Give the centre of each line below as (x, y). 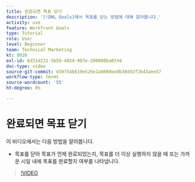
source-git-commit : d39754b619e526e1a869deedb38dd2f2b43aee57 (84, 72)
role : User (19, 39)
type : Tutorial (25, 33)
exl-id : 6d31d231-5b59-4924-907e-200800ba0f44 (64, 60)
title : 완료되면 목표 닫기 (34, 11)
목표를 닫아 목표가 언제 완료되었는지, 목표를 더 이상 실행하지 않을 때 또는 (97, 154)
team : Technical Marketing (39, 50)
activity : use (23, 22)
